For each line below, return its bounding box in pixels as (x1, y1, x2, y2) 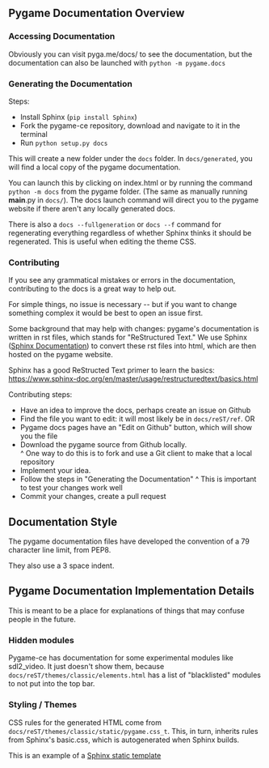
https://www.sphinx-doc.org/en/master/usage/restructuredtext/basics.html (8, 374, 258, 384)
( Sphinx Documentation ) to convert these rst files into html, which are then (8, 341, 257, 351)
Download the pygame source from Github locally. (19, 440, 187, 450)
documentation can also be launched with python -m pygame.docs (8, 58, 226, 67)
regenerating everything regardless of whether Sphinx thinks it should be (8, 228, 252, 237)
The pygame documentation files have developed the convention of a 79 (8, 536, 250, 546)
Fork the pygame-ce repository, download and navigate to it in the (19, 121, 241, 130)
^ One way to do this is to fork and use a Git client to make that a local (19, 449, 253, 459)
